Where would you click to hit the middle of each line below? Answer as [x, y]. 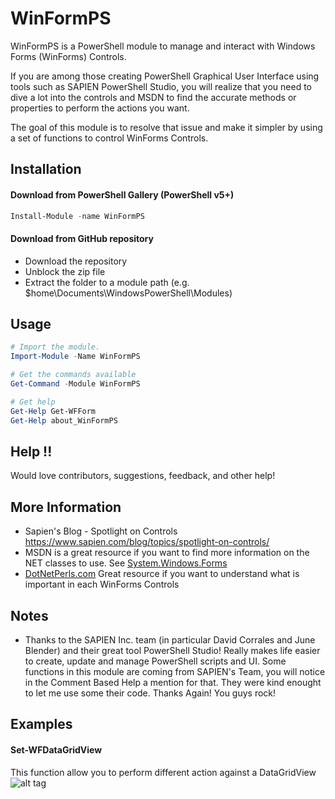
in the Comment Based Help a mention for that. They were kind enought [173, 682]
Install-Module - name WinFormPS [77, 216]
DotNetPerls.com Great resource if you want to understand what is [162, 574]
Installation [46, 169]
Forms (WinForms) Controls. [68, 56]
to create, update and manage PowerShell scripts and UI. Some [155, 661]
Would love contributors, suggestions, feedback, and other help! [143, 476]
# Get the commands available [73, 375]
